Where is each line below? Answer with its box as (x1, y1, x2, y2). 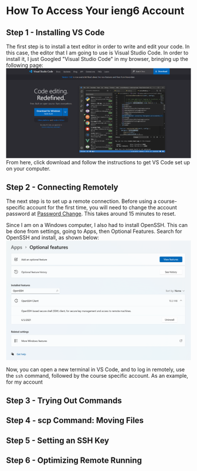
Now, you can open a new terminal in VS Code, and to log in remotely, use (6, 366, 185, 373)
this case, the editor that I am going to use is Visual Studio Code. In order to (6, 49, 189, 56)
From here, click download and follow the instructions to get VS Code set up (6, 159, 191, 166)
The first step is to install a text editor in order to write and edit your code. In (6, 43, 190, 50)
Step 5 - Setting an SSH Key (6, 435, 110, 445)
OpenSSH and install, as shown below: (6, 234, 100, 241)
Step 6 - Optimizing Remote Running (6, 456, 142, 466)
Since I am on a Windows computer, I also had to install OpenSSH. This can (6, 222, 188, 229)
